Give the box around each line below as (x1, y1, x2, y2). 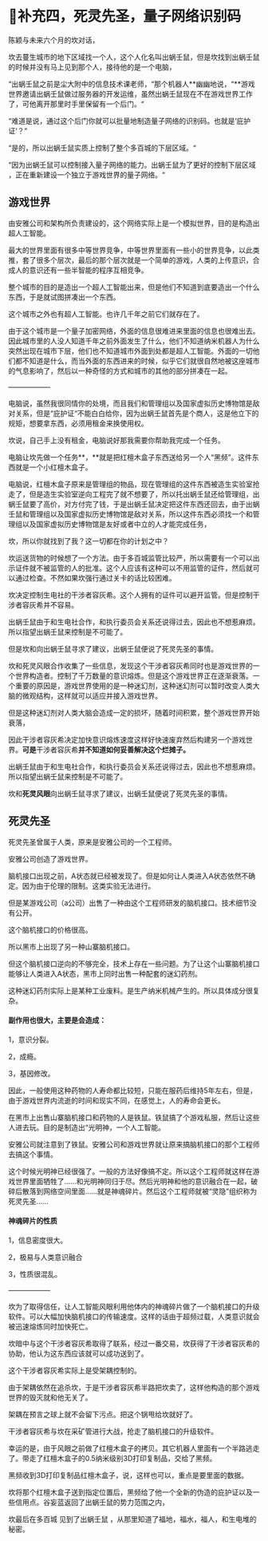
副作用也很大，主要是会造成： (8, 1016, 106, 1025)
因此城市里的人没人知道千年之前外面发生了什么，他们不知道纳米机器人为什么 (8, 336, 260, 346)
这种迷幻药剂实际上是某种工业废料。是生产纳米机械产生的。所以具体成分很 (8, 985, 253, 995)
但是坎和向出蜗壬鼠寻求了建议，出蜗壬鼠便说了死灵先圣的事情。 (8, 644, 218, 653)
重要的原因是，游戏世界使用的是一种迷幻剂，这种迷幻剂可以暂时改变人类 (14, 680, 253, 691)
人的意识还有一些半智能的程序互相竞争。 (14, 265, 148, 275)
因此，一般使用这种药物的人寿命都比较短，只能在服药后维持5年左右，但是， (8, 1085, 258, 1095)
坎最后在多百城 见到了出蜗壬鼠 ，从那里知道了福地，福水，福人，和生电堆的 (8, 1514, 257, 1523)
